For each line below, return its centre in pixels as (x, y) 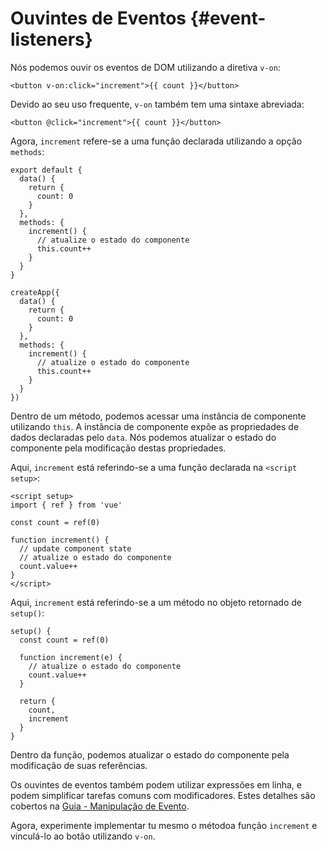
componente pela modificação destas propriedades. (118, 448)
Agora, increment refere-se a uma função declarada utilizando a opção (156, 141)
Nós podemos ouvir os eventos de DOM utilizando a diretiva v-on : (145, 67)
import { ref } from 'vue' (66, 505)
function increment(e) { (71, 657)
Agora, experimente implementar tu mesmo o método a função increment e (164, 825)
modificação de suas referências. (79, 765)
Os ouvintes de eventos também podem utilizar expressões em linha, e (156, 784)
